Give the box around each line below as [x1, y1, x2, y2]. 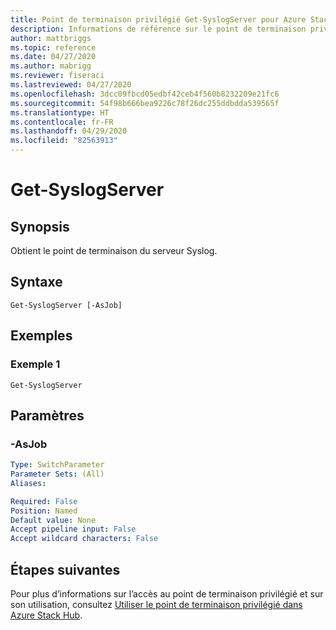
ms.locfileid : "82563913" [10, 136, 118, 146]
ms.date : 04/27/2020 [10, 52, 97, 62]
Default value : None [10, 515, 97, 525]
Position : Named [10, 506, 78, 516]
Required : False [10, 496, 78, 506]
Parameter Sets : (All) [10, 469, 105, 480]
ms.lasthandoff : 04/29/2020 [10, 126, 128, 136]
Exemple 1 [10, 357, 61, 371]
